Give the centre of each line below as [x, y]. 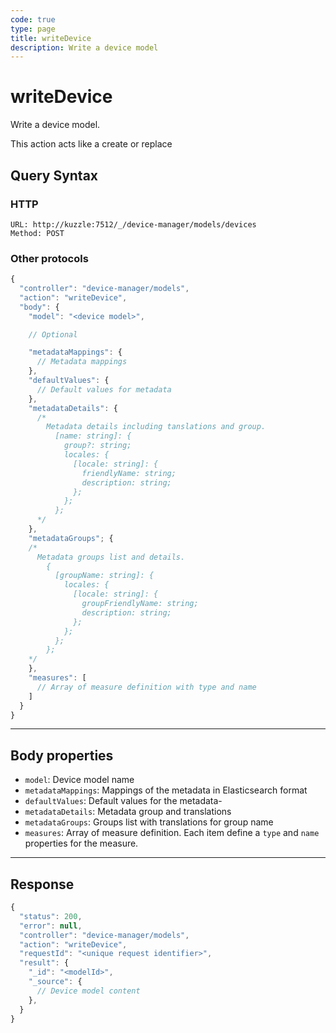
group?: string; [97, 446]
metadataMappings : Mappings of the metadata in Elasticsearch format [166, 790]
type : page [33, 29]
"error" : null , [51, 926]
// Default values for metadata [104, 389]
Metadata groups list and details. [111, 557]
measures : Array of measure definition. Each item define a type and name [172, 833]
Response [42, 884]
